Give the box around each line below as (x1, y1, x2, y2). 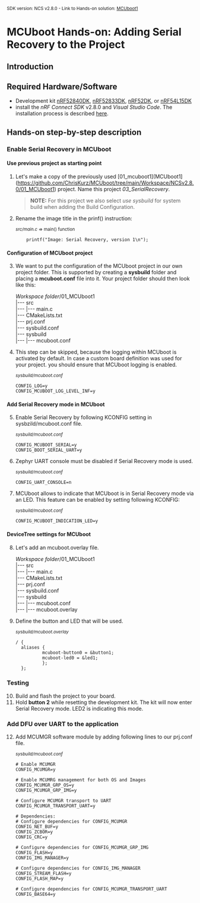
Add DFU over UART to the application (7, 720, 119, 728)
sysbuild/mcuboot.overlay (15, 629, 69, 635)
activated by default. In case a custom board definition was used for (15, 355, 182, 362)
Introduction (7, 61, 54, 71)
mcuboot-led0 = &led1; (42, 655, 99, 661)
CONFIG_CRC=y (15, 834, 48, 840)
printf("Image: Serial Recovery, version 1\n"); (26, 236, 149, 243)
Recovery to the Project (7, 38, 125, 52)
